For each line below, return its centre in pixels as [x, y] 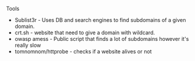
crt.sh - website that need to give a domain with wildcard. [85, 33]
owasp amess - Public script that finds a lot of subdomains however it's [102, 39]
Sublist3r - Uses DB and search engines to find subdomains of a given [100, 20]
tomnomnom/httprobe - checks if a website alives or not [83, 52]
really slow [28, 45]
